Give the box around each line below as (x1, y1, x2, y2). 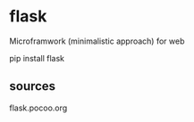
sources (9, 78, 56, 94)
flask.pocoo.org (9, 102, 68, 113)
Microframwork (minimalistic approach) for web (9, 36, 185, 46)
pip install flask (9, 53, 65, 63)
